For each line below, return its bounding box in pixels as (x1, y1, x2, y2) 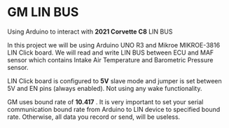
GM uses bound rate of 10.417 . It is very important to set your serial (7, 97, 204, 106)
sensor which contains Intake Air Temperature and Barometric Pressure (7, 55, 214, 64)
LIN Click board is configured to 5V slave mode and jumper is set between (7, 76, 222, 85)
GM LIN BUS (7, 4, 79, 20)
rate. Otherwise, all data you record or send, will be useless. (7, 113, 181, 121)
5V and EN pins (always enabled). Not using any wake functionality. (7, 84, 202, 92)
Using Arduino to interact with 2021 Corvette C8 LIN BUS (7, 27, 173, 36)
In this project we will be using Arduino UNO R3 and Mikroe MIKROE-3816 (7, 41, 221, 49)
